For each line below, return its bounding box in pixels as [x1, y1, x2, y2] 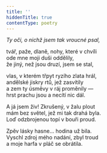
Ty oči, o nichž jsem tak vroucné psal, [6, 37, 100, 44]
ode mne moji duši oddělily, [6, 55, 74, 62]
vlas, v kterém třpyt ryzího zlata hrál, [6, 73, 97, 80]
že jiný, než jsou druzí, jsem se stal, [6, 61, 94, 68]
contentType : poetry [6, 20, 58, 26]
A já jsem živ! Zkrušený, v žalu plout [6, 103, 95, 110]
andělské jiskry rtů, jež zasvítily [6, 79, 84, 86]
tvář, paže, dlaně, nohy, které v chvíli [6, 48, 97, 55]
